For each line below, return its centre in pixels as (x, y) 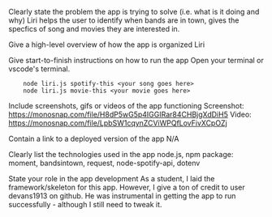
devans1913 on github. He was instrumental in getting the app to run (122, 196)
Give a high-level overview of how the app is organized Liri (107, 45)
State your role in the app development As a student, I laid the (112, 179)
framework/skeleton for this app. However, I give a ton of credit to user (127, 187)
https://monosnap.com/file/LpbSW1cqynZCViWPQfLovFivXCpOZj (118, 123)
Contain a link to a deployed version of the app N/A (94, 138)
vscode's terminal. (39, 69)
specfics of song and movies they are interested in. (94, 29)
